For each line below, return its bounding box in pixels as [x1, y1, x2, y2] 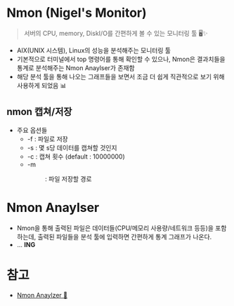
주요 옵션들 [16, 126, 48, 134]
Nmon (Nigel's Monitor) [6, 5, 147, 21]
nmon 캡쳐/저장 [6, 106, 72, 118]
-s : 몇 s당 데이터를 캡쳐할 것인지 [27, 143, 117, 152]
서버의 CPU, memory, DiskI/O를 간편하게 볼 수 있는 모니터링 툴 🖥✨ [23, 29, 208, 37]
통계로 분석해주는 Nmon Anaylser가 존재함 [16, 63, 135, 72]
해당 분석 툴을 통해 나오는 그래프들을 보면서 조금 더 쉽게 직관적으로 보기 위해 [16, 72, 226, 81]
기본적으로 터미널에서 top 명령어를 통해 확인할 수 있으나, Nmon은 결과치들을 [16, 55, 226, 63]
